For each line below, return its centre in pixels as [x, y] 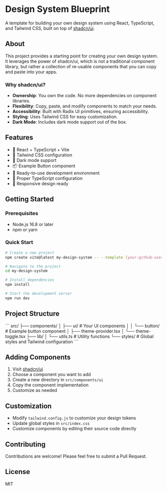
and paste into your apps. [31, 72]
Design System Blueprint [58, 9]
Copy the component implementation [50, 385]
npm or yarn [25, 230]
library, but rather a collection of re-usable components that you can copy [81, 66]
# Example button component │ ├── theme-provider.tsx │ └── [70, 331]
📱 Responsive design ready [40, 183]
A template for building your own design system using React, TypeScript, [80, 23]
